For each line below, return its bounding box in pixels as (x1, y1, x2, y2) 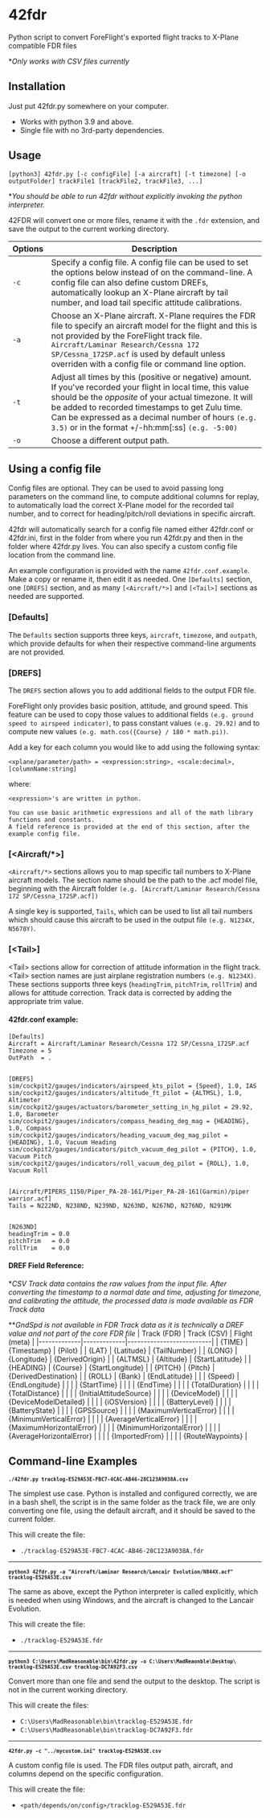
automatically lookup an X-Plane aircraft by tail (51, 287, 229, 298)
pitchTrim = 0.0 (8, 1237, 70, 1245)
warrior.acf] (8, 1194, 52, 1203)
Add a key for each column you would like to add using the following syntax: (8, 742, 261, 752)
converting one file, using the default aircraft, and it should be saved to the (8, 1506, 256, 1515)
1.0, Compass (8, 1124, 52, 1132)
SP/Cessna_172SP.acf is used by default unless (51, 348, 226, 359)
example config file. (8, 829, 81, 838)
